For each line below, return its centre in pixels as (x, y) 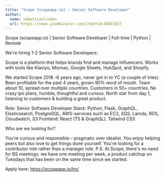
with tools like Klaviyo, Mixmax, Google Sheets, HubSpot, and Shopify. (77, 68)
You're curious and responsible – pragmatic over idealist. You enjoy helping (83, 138)
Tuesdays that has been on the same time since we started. (66, 160)
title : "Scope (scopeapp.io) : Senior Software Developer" (68, 10)
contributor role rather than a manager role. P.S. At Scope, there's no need (82, 149)
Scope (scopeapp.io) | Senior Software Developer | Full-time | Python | (78, 38)
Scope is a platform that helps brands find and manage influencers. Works (82, 62)
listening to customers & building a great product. (56, 99)
